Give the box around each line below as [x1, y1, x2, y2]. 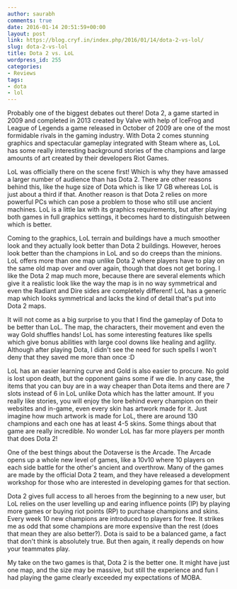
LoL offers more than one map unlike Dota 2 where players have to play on [7, 256, 225, 265]
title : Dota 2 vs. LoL [7, 50, 74, 57]
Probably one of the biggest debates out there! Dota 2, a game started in [7, 109, 219, 118]
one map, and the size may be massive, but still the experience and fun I [7, 566, 218, 574]
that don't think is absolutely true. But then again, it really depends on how [7, 537, 224, 546]
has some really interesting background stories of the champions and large [7, 147, 226, 155]
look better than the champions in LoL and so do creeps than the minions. [7, 249, 222, 258]
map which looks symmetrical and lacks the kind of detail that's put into [7, 294, 216, 303]
